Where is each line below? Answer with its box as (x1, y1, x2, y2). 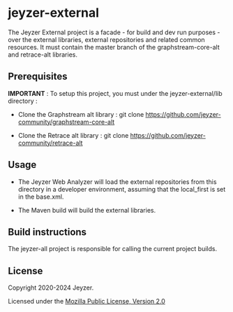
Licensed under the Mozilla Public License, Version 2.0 (8, 297, 166, 306)
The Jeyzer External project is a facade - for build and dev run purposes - (8, 28, 220, 36)
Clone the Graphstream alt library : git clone (17, 110, 144, 118)
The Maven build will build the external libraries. (17, 206, 156, 214)
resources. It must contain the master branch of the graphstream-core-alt (8, 43, 220, 51)
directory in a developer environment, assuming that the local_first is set (17, 185, 226, 193)
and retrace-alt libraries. (8, 50, 77, 59)
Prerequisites (8, 71, 68, 83)
